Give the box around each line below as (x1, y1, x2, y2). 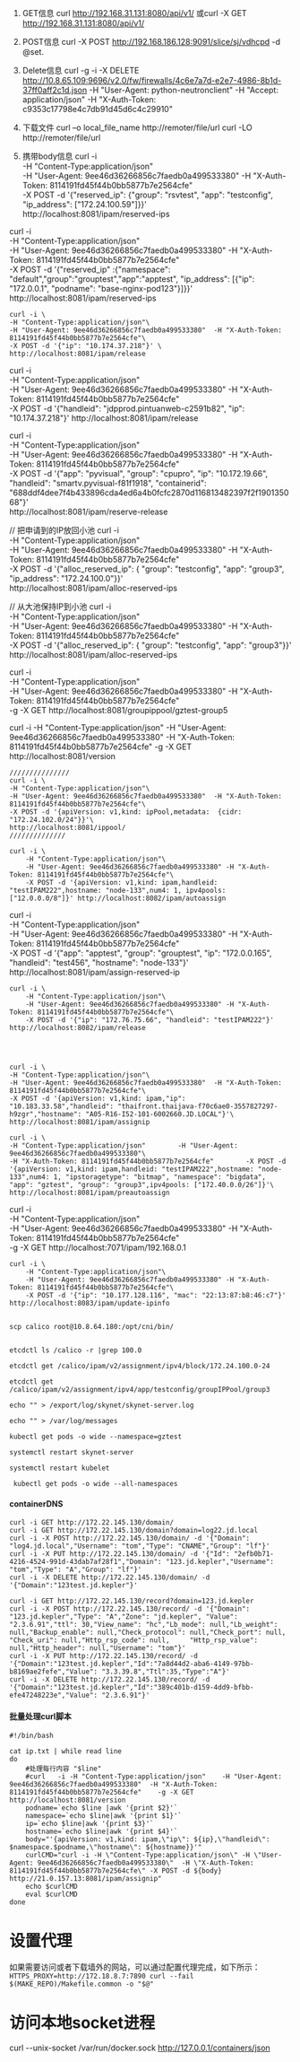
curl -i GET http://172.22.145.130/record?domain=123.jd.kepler (9, 1596, 254, 1606)
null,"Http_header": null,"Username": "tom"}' (9, 1644, 186, 1653)
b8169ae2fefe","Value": (9, 1667, 99, 1676)
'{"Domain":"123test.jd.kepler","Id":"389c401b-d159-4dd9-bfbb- (9, 1683, 254, 1692)
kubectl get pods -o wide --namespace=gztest (9, 1432, 182, 1441)
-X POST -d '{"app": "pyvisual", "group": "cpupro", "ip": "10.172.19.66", (9, 468, 269, 478)
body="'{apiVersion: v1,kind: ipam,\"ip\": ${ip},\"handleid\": (25, 1835, 270, 1844)
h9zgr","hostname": (9, 1110, 82, 1119)
